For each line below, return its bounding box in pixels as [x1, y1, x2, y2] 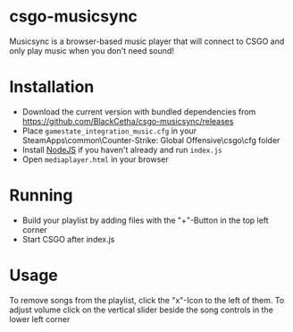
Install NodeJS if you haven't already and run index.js [21, 144, 223, 155]
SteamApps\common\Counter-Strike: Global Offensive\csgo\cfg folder [21, 134, 280, 145]
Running [9, 185, 73, 206]
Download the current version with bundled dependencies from [21, 106, 256, 117]
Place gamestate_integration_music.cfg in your [21, 125, 197, 136]
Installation [9, 77, 95, 98]
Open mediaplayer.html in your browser [21, 154, 170, 165]
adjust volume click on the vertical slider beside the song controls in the [9, 304, 274, 315]
